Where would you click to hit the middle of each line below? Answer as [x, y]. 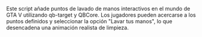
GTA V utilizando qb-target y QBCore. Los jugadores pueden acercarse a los [101, 15]
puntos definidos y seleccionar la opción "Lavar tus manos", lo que [90, 21]
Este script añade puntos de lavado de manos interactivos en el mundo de [98, 9]
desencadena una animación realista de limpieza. [68, 27]
